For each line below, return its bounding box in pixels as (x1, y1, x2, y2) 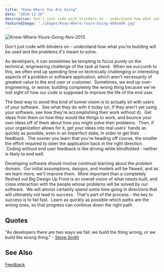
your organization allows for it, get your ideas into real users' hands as (5, 125, 146, 131)
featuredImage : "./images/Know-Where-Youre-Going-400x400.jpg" (5, 21, 137, 26)
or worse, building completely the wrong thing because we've (31, 84, 156, 91)
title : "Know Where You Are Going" (5, 7, 78, 12)
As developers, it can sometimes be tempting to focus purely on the (5, 58, 142, 64)
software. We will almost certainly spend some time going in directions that (5, 186, 157, 192)
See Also (5, 249, 33, 257)
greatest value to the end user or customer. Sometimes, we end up (5, 79, 141, 85)
